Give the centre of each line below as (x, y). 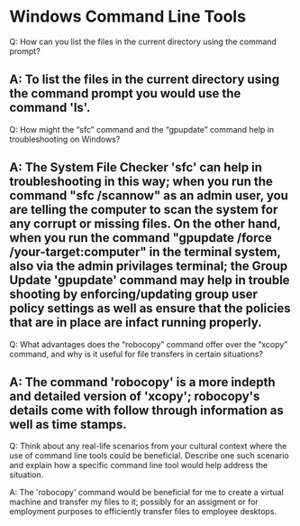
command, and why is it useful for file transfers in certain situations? (136, 354)
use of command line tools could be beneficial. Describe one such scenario (150, 456)
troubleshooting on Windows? (65, 139)
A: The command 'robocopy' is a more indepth (142, 382)
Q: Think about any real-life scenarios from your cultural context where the (148, 446)
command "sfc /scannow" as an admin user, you (149, 196)
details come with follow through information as (146, 410)
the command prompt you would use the (125, 93)
